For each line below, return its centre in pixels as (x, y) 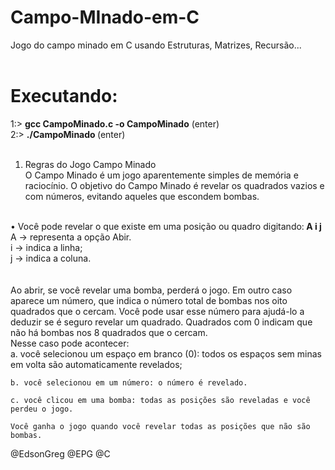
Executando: (64, 96)
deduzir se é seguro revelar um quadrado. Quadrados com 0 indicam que (161, 322)
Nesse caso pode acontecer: (70, 343)
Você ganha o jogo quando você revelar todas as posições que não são (160, 426)
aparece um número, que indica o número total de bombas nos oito (149, 300)
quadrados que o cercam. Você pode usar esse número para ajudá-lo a (157, 311)
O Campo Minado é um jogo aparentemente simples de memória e (161, 175)
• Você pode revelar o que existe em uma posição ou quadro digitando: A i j (166, 226)
